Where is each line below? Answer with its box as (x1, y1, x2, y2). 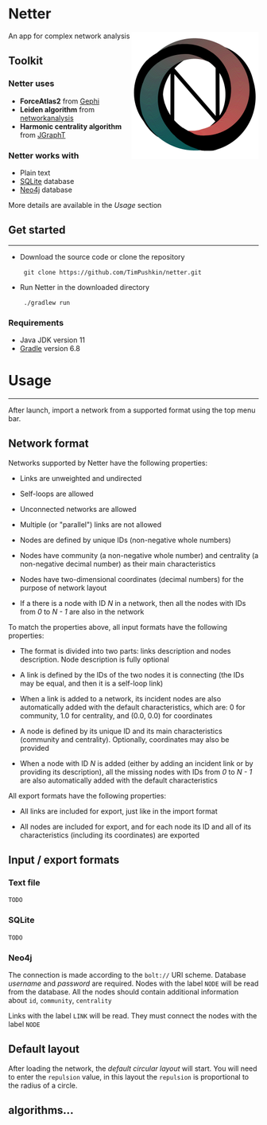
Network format (8, 437, 89, 451)
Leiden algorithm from (19, 104, 95, 114)
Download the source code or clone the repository (19, 252, 185, 261)
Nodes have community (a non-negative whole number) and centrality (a (19, 550, 259, 560)
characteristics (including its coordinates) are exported (19, 830, 200, 840)
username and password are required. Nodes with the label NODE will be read (8, 979, 259, 988)
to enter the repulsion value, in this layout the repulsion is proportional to (8, 1072, 250, 1081)
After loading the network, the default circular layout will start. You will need (8, 1064, 257, 1073)
